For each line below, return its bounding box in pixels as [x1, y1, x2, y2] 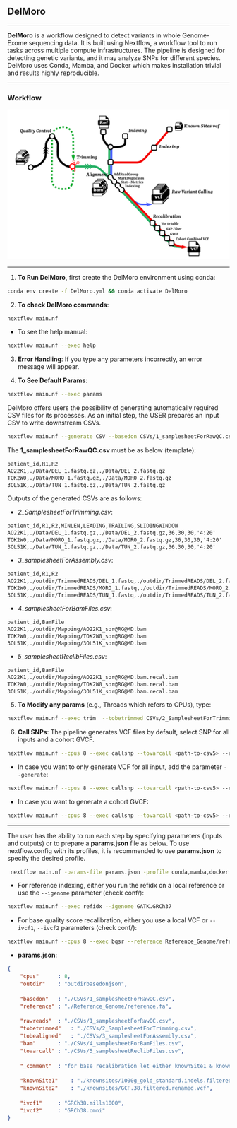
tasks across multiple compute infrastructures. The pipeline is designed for [7, 46, 226, 54]
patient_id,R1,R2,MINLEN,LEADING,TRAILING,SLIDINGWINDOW [7, 522, 178, 529]
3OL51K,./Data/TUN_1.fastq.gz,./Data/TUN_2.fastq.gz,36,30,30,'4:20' [7, 544, 217, 551]
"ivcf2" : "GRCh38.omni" [20, 1107, 106, 1114]
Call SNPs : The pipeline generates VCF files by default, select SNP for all [17, 727, 230, 736]
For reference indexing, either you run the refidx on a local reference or [17, 881, 225, 890]
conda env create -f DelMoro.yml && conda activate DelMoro [7, 288, 188, 295]
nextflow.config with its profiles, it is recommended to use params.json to [7, 846, 222, 854]
